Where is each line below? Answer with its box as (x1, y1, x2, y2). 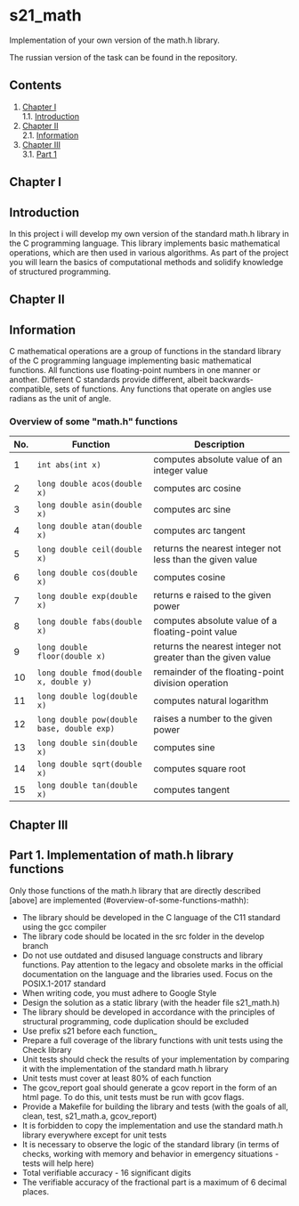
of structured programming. (9, 266, 111, 277)
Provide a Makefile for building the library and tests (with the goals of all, (21, 1101, 289, 1112)
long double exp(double (36, 591, 138, 602)
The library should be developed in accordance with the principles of (21, 1007, 276, 1017)
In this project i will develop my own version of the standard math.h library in (9, 228, 289, 239)
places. (21, 1186, 50, 1197)
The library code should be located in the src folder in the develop (21, 931, 265, 942)
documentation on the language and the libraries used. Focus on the (21, 968, 273, 979)
